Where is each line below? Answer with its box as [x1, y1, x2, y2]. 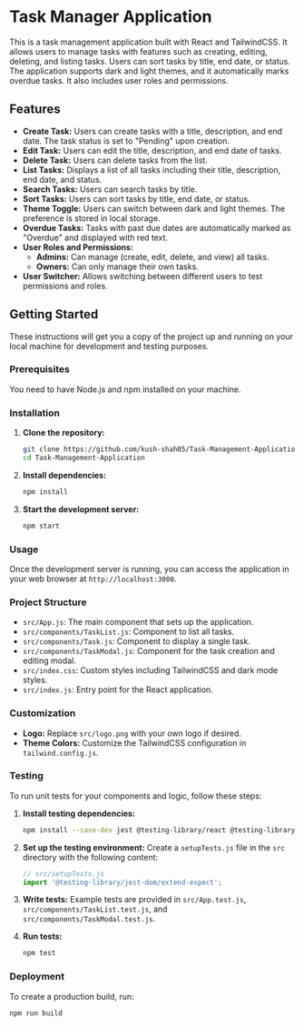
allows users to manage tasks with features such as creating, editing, [9, 45, 268, 56]
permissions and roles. [22, 280, 108, 291]
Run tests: [22, 931, 63, 942]
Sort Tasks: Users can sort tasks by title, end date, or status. [22, 193, 251, 204]
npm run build [9, 1008, 64, 1018]
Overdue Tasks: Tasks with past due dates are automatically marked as [22, 222, 291, 233]
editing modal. [22, 655, 77, 666]
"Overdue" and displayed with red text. [22, 232, 169, 243]
